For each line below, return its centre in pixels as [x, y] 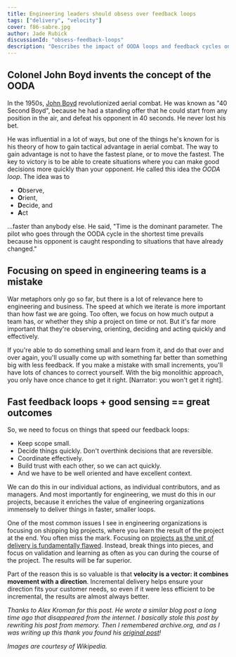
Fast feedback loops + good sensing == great [109, 402]
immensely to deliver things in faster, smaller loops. [81, 509]
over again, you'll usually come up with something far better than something [117, 357]
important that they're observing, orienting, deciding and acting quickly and [117, 329]
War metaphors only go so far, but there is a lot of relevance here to [105, 299]
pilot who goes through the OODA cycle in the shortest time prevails [105, 234]
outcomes [30, 413]
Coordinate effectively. [50, 458]
